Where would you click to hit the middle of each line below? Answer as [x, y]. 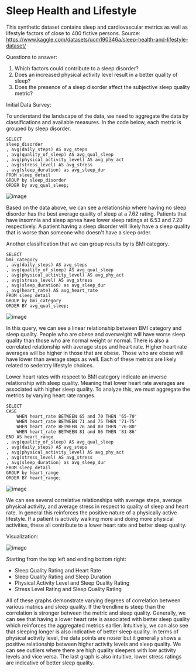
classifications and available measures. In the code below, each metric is [94, 122]
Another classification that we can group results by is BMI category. [88, 244]
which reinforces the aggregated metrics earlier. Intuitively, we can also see [97, 625]
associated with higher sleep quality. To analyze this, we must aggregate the [98, 389]
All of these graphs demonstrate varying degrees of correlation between [93, 600]
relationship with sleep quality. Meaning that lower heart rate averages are [95, 383]
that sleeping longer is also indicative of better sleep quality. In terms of [92, 632]
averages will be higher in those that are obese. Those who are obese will [95, 353]
